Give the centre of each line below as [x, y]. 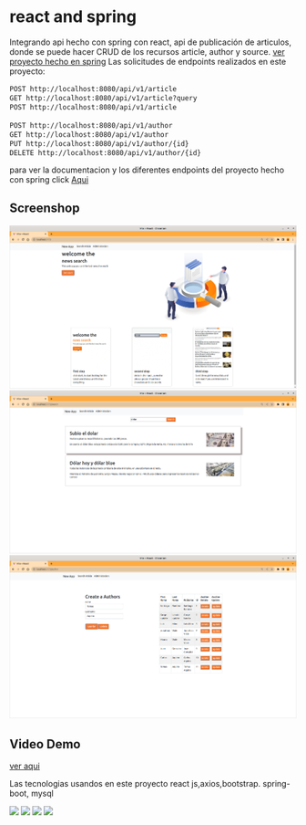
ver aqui [25, 766]
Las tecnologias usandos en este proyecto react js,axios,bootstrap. [135, 784]
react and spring [73, 17]
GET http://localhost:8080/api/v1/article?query [103, 98]
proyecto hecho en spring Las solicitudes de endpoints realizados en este [148, 61]
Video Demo [45, 744]
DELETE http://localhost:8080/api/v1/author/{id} [106, 152]
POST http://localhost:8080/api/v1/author [91, 125]
